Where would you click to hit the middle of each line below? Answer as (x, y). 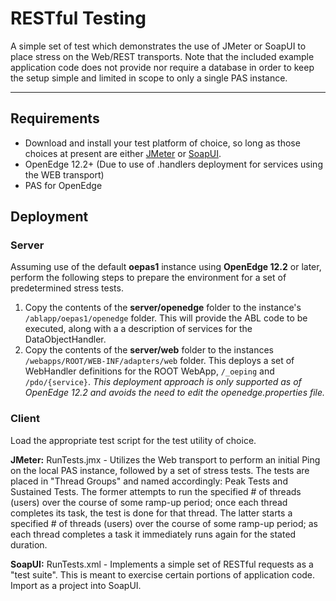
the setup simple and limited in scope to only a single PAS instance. (149, 78)
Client (25, 419)
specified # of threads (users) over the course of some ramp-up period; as (164, 523)
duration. (29, 544)
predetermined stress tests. (67, 288)
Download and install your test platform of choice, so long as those (162, 143)
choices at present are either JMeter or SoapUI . (123, 153)
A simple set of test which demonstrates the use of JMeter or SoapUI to (158, 46)
